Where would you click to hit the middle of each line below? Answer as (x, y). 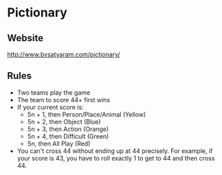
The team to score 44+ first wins (64, 100)
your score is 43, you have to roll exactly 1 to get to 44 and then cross (116, 158)
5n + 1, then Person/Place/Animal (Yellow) (87, 114)
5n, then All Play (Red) (59, 143)
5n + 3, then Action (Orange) (68, 129)
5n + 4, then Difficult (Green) (68, 136)
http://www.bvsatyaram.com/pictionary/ (64, 54)
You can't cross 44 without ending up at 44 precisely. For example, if (115, 151)
